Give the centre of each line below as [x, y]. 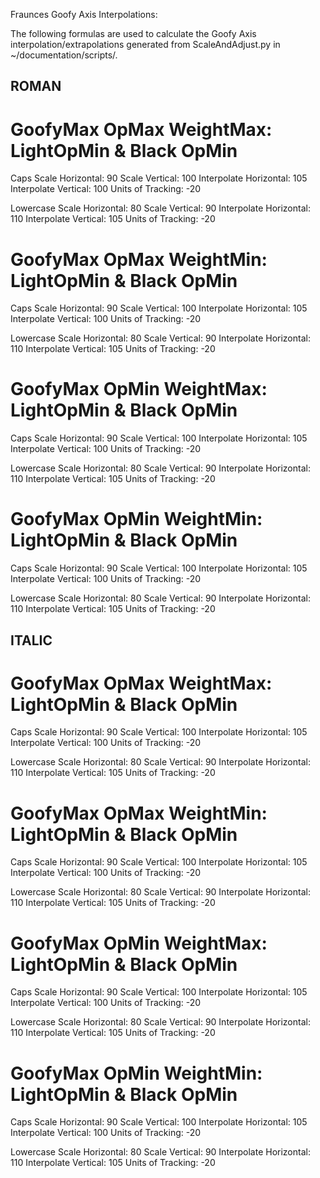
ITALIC [31, 640]
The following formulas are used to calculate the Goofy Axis [133, 33]
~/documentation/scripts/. [64, 55]
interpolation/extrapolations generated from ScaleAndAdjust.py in [145, 44]
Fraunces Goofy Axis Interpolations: [84, 14]
